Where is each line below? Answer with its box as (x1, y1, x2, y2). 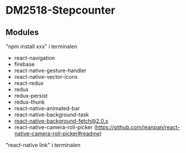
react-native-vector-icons (14, 74, 78, 80)
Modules (5, 27, 39, 37)
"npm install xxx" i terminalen (5, 43, 78, 50)
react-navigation (14, 55, 55, 61)
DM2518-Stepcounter (5, 4, 116, 17)
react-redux (14, 79, 44, 87)
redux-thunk (14, 98, 45, 106)
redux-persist (14, 93, 48, 99)
